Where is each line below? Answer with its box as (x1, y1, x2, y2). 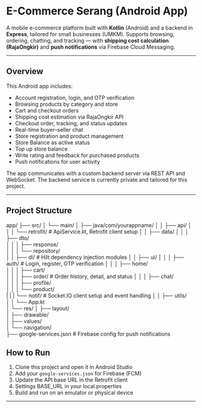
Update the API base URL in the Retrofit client (14, 376, 128, 383)
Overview (6, 66, 44, 76)
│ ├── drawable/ (6, 311, 49, 318)
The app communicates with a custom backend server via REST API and (6, 170, 185, 177)
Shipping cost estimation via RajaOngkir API (14, 113, 124, 120)
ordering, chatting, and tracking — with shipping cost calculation (6, 37, 170, 44)
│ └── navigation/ (6, 324, 52, 331)
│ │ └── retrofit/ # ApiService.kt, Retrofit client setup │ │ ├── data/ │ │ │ (6, 227, 189, 235)
